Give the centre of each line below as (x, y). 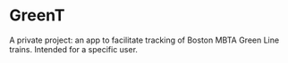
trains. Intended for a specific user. (74, 49)
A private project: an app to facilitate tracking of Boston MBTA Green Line (144, 40)
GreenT (37, 16)
